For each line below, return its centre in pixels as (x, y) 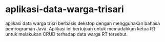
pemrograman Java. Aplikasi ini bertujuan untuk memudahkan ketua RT (81, 28)
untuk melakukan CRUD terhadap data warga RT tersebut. (67, 34)
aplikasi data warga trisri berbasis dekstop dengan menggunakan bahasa (83, 23)
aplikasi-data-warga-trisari (65, 9)
